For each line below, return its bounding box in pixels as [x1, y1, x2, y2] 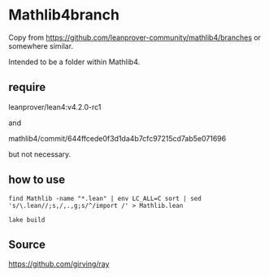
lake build [8, 215, 46, 224]
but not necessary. [8, 149, 72, 159]
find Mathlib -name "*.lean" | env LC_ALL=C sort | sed [8, 194, 202, 202]
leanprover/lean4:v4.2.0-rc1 [8, 102, 102, 111]
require [8, 80, 46, 94]
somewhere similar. [8, 41, 74, 50]
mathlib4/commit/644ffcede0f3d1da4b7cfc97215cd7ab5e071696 [8, 133, 227, 143]
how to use [8, 173, 66, 187]
